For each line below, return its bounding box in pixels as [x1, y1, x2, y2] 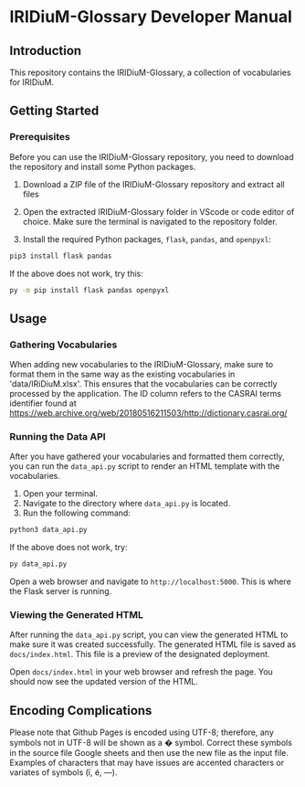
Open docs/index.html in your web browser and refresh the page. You [9, 666, 274, 677]
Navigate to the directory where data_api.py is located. [22, 498, 231, 509]
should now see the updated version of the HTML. [9, 676, 198, 687]
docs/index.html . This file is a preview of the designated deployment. [9, 649, 270, 660]
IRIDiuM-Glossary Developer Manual [9, 6, 292, 27]
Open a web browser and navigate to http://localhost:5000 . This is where [9, 576, 292, 587]
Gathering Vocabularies [9, 338, 118, 351]
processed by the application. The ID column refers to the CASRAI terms [9, 388, 281, 399]
